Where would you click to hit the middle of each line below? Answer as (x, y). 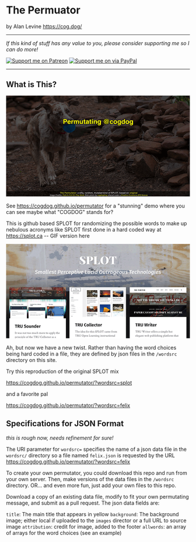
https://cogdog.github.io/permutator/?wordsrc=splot (69, 382)
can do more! (22, 49)
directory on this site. (32, 360)
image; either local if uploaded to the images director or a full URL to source (96, 520)
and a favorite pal (27, 394)
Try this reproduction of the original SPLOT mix (62, 371)
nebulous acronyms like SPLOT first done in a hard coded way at (84, 230)
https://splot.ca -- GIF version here (48, 236)
